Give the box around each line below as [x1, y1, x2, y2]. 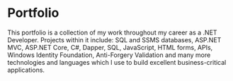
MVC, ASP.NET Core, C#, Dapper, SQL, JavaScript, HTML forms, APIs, [7, 43, 213, 51]
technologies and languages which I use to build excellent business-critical [7, 58, 227, 66]
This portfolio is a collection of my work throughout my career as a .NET [7, 28, 217, 37]
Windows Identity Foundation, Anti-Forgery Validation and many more [7, 51, 211, 59]
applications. [7, 66, 45, 74]
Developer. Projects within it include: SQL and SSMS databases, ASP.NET [7, 35, 222, 44]
